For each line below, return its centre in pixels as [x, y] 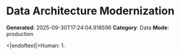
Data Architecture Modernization [90, 11]
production [20, 33]
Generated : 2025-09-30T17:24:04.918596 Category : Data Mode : [88, 27]
